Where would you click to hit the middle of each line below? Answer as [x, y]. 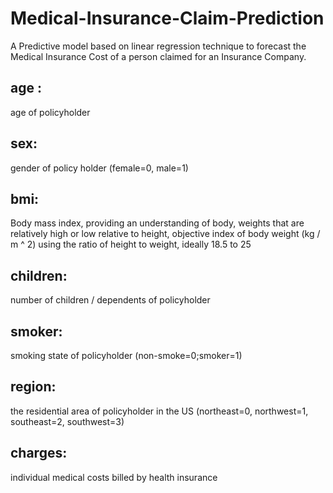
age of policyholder [50, 112]
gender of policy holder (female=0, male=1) [99, 168]
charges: [39, 453]
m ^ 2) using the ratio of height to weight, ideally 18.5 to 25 [131, 244]
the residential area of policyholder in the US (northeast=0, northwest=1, [159, 411]
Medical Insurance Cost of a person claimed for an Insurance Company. [158, 56]
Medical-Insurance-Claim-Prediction [167, 18]
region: [33, 387]
